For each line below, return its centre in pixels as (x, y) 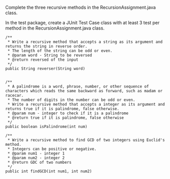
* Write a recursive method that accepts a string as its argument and (85, 42)
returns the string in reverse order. (46, 46)
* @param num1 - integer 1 (36, 154)
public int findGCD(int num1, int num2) (49, 171)
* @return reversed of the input (43, 60)
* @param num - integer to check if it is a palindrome (68, 113)
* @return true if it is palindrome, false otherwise (66, 118)
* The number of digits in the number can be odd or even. (72, 100)
